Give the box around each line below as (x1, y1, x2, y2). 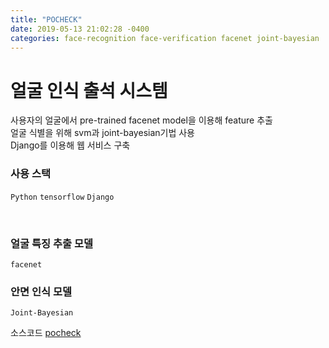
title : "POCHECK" (10, 14, 83, 25)
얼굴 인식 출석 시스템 (10, 79, 168, 102)
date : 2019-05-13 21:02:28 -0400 (10, 24, 150, 34)
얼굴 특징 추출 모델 (10, 236, 94, 250)
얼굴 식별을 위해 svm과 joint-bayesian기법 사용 (10, 127, 195, 139)
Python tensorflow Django (10, 192, 115, 202)
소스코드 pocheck (10, 327, 82, 339)
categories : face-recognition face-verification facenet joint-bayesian (10, 33, 320, 43)
